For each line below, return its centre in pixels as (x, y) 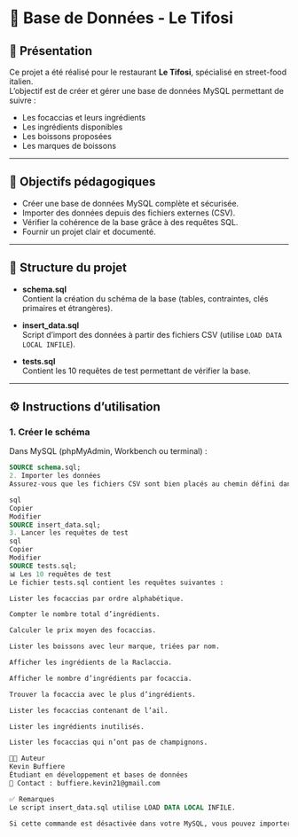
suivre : (23, 100)
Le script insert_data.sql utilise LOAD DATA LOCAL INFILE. (123, 807)
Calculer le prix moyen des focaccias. (83, 630)
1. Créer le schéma (50, 432)
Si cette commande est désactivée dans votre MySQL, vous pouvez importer (150, 824)
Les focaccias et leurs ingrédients (84, 117)
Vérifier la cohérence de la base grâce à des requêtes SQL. (130, 222)
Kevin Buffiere (37, 767)
